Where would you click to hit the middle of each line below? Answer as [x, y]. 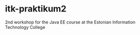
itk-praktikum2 [36, 9]
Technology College [25, 27]
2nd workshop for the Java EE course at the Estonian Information [70, 22]
